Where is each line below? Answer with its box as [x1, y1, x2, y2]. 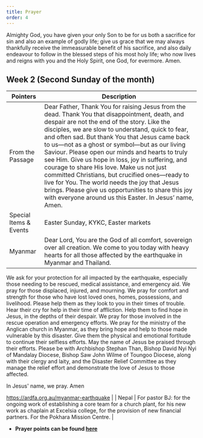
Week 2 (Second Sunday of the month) [6, 74, 155, 85]
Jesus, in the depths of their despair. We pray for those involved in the [6, 313, 181, 320]
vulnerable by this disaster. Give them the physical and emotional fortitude [6, 332, 192, 339]
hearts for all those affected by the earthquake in [44, 251, 183, 259]
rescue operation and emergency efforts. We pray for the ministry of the [6, 319, 186, 327]
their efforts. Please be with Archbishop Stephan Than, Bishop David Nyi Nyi [6, 345, 196, 352]
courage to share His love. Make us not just [44, 163, 167, 171]
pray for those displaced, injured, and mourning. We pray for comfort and [6, 287, 189, 294]
